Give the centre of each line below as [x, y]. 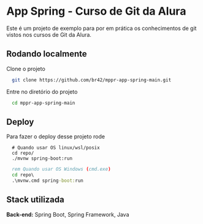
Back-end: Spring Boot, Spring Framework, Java [68, 214]
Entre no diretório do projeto [42, 91]
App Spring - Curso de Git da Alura [96, 11]
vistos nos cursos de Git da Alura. [49, 34]
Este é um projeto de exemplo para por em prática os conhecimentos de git [101, 28]
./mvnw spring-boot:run [42, 159]
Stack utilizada [35, 200]
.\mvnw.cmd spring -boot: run [48, 181]
